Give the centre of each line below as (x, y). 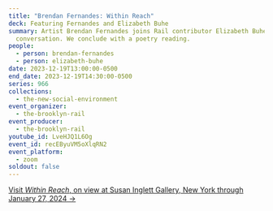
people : (22, 46)
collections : (30, 91)
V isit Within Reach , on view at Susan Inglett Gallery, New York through (126, 190)
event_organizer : (38, 106)
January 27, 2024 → (42, 199)
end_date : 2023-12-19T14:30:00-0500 (70, 76)
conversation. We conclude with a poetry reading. (103, 39)
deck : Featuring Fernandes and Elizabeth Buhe (89, 24)
